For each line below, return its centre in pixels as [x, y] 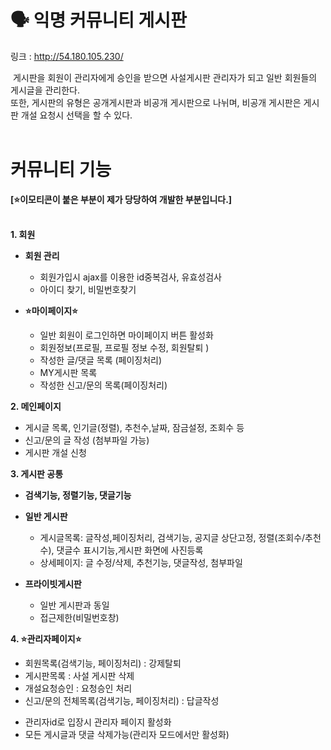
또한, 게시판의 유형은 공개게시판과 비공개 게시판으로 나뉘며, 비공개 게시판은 [156, 102]
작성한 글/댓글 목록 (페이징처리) [101, 360]
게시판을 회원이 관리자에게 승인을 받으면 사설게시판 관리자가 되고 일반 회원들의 [165, 77]
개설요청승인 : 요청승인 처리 [78, 688]
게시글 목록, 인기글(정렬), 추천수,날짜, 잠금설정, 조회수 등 [134, 427]
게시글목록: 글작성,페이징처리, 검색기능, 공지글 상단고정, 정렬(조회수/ [172, 537]
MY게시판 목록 [68, 372]
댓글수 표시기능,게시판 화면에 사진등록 [130, 550]
